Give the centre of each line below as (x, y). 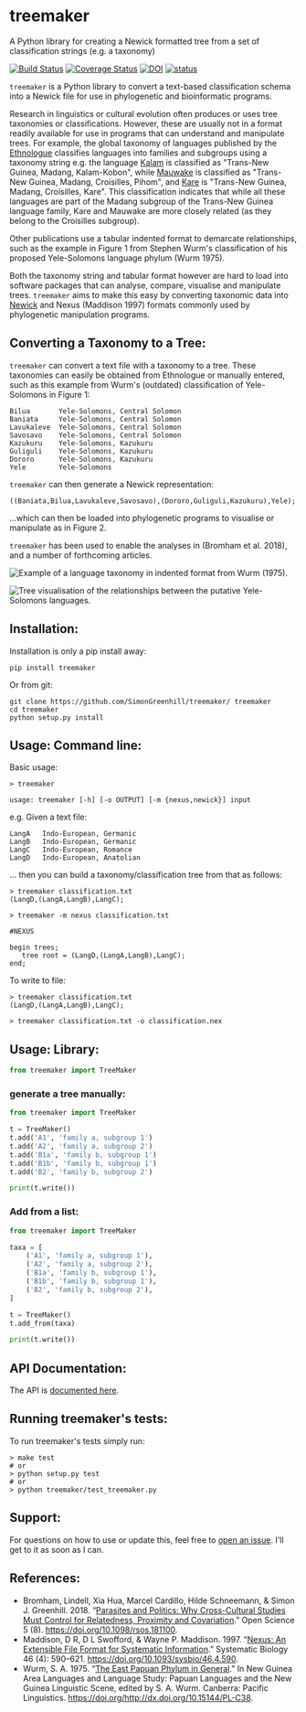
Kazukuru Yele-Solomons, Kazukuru (81, 443)
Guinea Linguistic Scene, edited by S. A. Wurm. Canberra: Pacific (146, 1687)
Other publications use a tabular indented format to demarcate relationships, (153, 238)
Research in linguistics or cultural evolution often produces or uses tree (144, 113)
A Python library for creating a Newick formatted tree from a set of (135, 41)
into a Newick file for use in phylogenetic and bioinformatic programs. (141, 96)
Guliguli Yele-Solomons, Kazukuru (81, 451)
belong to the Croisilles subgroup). (74, 220)
